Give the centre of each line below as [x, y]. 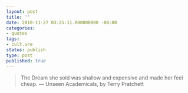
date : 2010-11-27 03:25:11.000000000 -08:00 [62, 22]
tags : [13, 39]
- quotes [17, 34]
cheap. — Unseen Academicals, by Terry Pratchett [82, 84]
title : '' [18, 17]
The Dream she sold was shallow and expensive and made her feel [102, 78]
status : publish [26, 50]
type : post [19, 55]
